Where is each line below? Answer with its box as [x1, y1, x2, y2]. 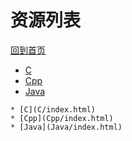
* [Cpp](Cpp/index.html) [10, 113, 114, 123]
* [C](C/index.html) [10, 104, 97, 115]
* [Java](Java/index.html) [10, 122, 123, 132]
